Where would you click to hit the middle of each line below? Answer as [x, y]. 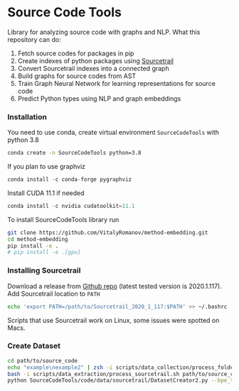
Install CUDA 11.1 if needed [46, 193]
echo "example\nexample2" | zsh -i [60, 367]
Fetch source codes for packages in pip [76, 53]
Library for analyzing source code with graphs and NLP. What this [104, 32]
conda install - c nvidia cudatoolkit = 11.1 [71, 206]
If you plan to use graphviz [47, 167]
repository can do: [34, 39]
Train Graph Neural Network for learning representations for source [116, 83]
